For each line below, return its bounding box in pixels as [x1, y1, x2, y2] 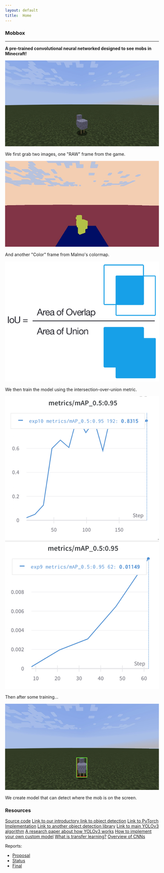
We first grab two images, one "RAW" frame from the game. [5, 151, 125, 157]
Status [12, 858, 25, 864]
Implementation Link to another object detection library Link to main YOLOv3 [5, 823, 159, 829]
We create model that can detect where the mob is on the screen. [5, 794, 137, 801]
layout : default [5, 8, 38, 13]
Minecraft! [5, 50, 27, 56]
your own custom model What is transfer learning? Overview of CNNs [5, 833, 145, 840]
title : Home [5, 13, 32, 18]
